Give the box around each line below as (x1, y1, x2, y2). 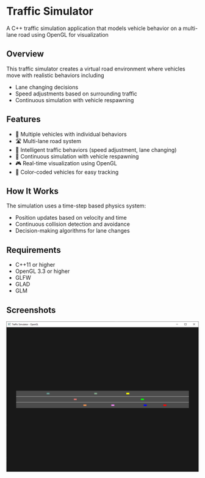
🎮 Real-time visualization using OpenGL (15, 159, 117, 166)
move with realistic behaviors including (6, 72, 105, 79)
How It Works (6, 185, 59, 196)
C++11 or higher (15, 261, 56, 269)
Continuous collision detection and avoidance (15, 220, 130, 228)
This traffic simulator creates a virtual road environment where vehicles (6, 65, 185, 72)
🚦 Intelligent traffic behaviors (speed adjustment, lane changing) (15, 146, 177, 154)
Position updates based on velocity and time (15, 214, 127, 222)
